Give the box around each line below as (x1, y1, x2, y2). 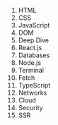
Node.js (18, 59, 42, 66)
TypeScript (18, 81, 51, 89)
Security (18, 104, 43, 112)
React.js (18, 44, 42, 52)
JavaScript (18, 21, 50, 29)
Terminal (18, 66, 45, 74)
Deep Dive (18, 36, 49, 44)
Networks (18, 88, 47, 97)
